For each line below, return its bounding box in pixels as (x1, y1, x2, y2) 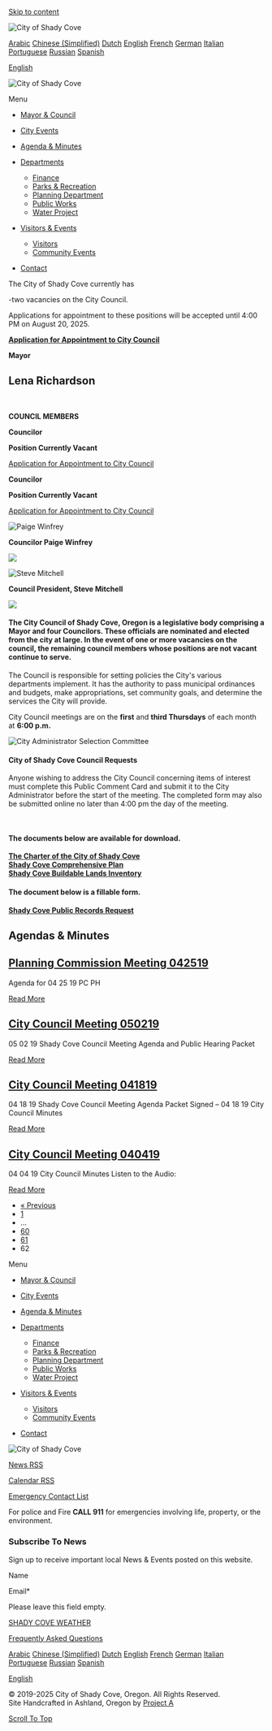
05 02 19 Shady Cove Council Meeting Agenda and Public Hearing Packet (8, 1039, 256, 1049)
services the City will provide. (8, 696, 108, 706)
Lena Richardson (8, 374, 96, 388)
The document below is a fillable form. (8, 887, 140, 897)
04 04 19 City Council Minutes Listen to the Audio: (8, 1169, 177, 1179)
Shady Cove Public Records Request (8, 905, 134, 915)
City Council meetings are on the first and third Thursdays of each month (8, 712, 257, 722)
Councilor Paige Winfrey (8, 537, 93, 547)
